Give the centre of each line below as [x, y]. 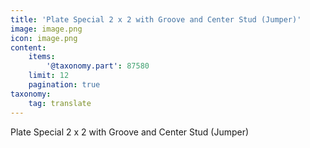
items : [42, 57]
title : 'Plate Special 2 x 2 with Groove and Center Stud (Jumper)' [156, 19]
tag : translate [60, 103]
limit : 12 [49, 76]
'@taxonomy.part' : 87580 [98, 66]
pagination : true [64, 85]
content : [28, 47]
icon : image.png [44, 38]
